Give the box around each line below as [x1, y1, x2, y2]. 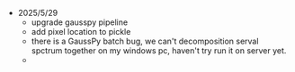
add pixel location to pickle [31, 27, 131, 36]
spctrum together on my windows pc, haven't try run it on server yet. [31, 45, 287, 56]
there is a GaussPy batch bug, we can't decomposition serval [31, 36, 259, 46]
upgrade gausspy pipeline [31, 17, 129, 28]
